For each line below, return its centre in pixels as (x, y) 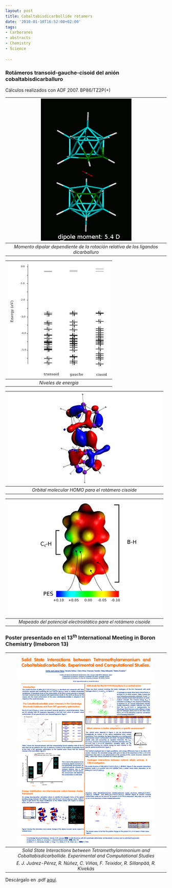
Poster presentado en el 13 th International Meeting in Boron (80, 637)
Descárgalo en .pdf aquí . (31, 880)
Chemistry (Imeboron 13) (37, 644)
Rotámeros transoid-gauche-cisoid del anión (62, 73)
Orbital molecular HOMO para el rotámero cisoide (84, 490)
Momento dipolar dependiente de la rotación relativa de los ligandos (86, 246)
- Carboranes (19, 33)
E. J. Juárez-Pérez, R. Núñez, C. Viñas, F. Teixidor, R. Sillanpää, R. (86, 863)
